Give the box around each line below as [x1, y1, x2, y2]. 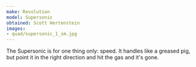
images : [6, 25, 26, 32]
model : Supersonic [6, 14, 53, 20]
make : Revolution [6, 8, 50, 15]
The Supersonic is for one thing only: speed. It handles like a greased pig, [6, 47, 191, 54]
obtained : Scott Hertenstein [6, 20, 80, 26]
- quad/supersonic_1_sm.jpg [6, 31, 78, 37]
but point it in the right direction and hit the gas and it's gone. [6, 54, 160, 61]
